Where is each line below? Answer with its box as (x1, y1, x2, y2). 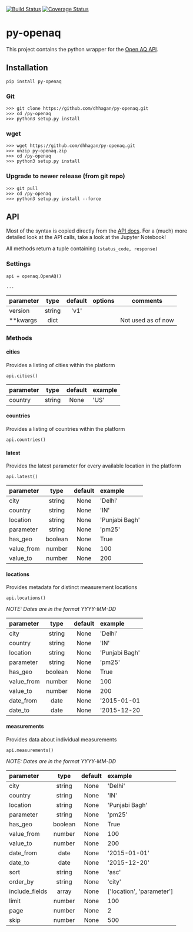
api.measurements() (6, 747, 54, 753)
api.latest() (6, 474, 38, 480)
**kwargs (9, 316, 37, 324)
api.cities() (6, 372, 38, 379)
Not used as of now (120, 316, 175, 324)
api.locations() (6, 595, 46, 601)
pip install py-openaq (6, 79, 62, 84)
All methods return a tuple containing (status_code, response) (6, 245, 158, 252)
